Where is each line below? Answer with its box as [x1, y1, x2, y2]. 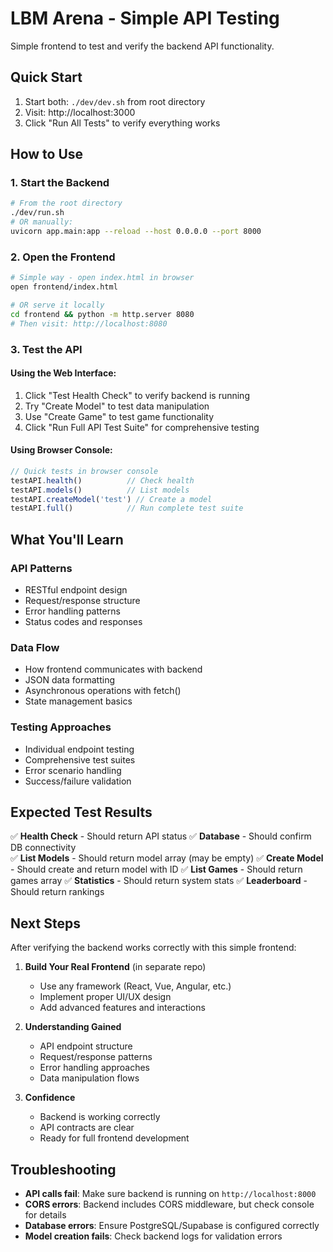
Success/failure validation [24, 775, 132, 787]
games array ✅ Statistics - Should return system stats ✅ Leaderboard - [10, 875, 308, 887]
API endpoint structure [39, 1040, 133, 1052]
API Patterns [10, 561, 73, 575]
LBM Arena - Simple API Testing [10, 7, 280, 30]
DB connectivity [10, 842, 77, 854]
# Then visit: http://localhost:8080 [10, 318, 168, 329]
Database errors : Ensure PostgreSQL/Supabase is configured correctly [24, 1220, 320, 1232]
